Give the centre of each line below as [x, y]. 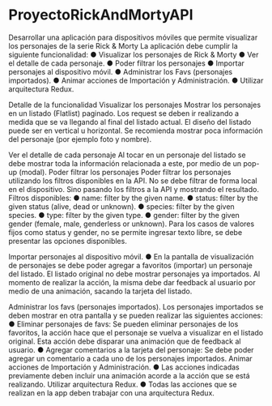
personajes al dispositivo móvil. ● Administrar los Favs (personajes [121, 71]
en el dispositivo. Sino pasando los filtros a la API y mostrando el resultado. [134, 189]
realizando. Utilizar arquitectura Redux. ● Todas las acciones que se [123, 384]
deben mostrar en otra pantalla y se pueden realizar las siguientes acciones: [136, 315]
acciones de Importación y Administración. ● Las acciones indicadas [124, 367]
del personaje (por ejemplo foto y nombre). [80, 139]
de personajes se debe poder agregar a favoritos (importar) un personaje [130, 265]
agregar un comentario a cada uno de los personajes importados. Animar [130, 358]
